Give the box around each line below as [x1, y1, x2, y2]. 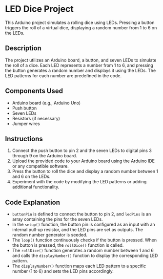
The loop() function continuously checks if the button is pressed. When [12, 237, 157, 243]
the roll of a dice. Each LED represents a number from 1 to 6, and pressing [5, 62, 154, 68]
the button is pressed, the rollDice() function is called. [12, 242, 124, 248]
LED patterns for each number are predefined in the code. [5, 72, 122, 79]
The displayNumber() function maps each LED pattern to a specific [12, 263, 146, 269]
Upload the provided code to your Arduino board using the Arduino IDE [12, 158, 155, 164]
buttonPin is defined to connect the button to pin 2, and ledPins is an [12, 211, 151, 217]
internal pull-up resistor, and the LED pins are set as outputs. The [12, 227, 143, 233]
